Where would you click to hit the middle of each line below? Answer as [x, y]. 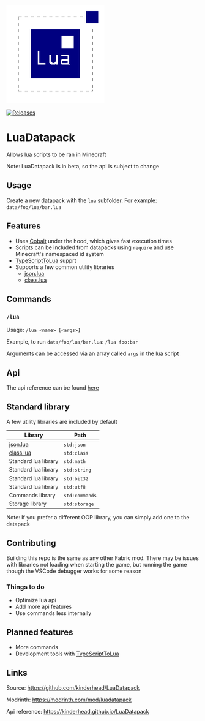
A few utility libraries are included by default [62, 421]
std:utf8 [74, 487]
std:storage [79, 504]
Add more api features [43, 606]
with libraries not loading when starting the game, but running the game [97, 564]
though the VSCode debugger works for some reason [74, 571]
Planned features [40, 632]
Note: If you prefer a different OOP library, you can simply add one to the [98, 517]
